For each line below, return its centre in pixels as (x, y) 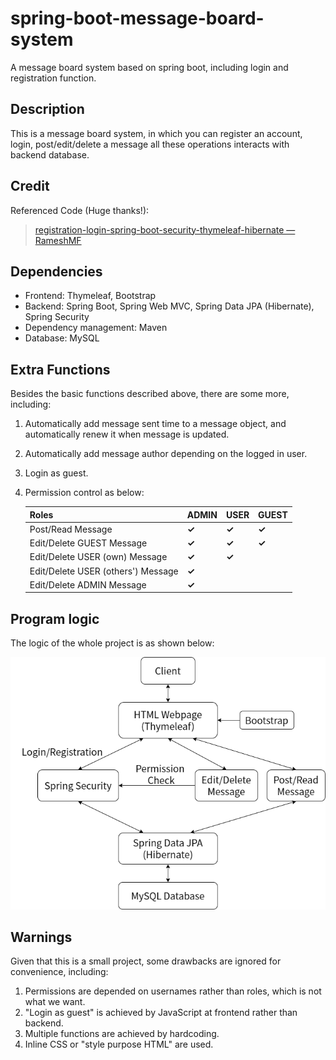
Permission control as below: (84, 493)
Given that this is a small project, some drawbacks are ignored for (146, 961)
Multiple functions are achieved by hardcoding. (122, 1034)
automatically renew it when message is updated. (127, 434)
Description (47, 109)
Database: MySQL (62, 338)
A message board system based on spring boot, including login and (149, 67)
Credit (30, 186)
